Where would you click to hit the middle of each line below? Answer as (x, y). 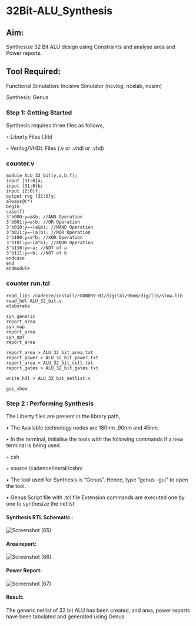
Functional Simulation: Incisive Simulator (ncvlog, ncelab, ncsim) (84, 86)
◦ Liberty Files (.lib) (29, 137)
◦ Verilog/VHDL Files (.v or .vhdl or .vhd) (55, 148)
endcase (16, 258)
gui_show (17, 389)
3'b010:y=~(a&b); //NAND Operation (50, 227)
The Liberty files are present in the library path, (63, 416)
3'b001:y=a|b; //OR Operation (43, 222)
